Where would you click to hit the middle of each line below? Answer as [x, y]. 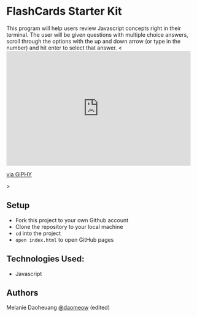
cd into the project [38, 233]
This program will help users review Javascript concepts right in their [94, 28]
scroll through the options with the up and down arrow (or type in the [94, 41]
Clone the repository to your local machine [69, 226]
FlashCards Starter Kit [64, 11]
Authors [22, 293]
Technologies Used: [45, 259]
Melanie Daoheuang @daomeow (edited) [58, 308]
